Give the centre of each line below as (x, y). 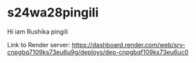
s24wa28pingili (53, 13)
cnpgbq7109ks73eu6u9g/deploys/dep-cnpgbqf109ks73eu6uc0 (98, 52)
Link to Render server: (39, 45)
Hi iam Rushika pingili (38, 32)
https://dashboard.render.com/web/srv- (128, 45)
